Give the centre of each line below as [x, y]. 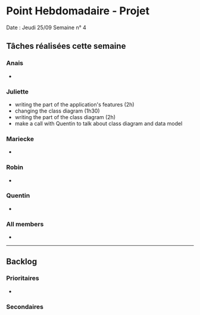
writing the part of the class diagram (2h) [65, 117]
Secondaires [25, 307]
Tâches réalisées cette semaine [66, 46]
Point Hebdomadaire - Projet [78, 11]
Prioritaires [23, 278]
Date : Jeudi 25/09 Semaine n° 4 [46, 27]
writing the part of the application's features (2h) [75, 104]
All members [25, 224]
